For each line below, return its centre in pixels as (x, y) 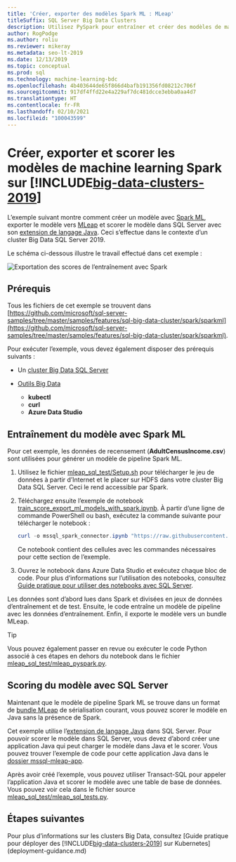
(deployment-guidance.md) (47, 851)
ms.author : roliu (33, 40)
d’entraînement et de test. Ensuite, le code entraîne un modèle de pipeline (114, 606)
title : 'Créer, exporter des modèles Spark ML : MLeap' (91, 14)
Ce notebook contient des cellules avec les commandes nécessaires (117, 550)
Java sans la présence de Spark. (54, 717)
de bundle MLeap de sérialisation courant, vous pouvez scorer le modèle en (117, 710)
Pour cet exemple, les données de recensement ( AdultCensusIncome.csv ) (117, 451)
